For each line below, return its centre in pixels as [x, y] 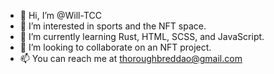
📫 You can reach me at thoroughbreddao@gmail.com [131, 58]
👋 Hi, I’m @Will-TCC [60, 15]
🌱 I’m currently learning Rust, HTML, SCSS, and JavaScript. [142, 36]
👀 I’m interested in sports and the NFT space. [113, 26]
